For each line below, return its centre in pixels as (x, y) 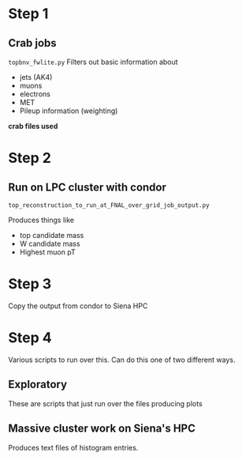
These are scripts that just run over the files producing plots (105, 403)
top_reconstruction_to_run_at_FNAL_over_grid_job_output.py (109, 205)
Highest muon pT (48, 252)
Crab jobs (32, 43)
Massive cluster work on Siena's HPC (102, 429)
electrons (35, 94)
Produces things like (41, 220)
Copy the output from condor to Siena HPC (78, 306)
